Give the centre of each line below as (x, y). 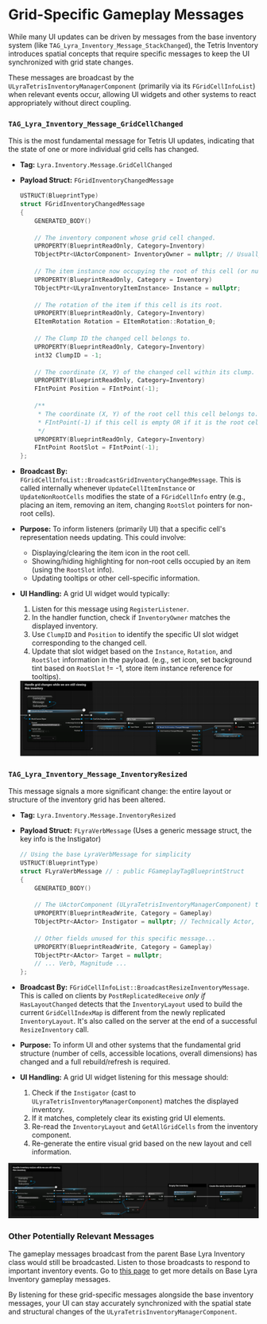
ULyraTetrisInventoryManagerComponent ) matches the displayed (135, 1101)
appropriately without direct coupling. (70, 103)
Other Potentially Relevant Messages (81, 1236)
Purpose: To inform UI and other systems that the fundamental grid (130, 1045)
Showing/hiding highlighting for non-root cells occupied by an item (141, 561)
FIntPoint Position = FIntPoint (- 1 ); (97, 389)
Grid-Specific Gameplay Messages (126, 15)
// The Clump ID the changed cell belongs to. (113, 339)
